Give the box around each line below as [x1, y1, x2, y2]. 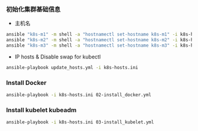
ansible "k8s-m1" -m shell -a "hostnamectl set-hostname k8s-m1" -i [6, 31, 178, 38]
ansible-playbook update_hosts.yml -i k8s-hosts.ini [6, 64, 138, 70]
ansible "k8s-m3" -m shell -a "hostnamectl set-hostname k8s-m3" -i [6, 42, 178, 48]
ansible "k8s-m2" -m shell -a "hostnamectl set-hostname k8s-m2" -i [6, 37, 178, 43]
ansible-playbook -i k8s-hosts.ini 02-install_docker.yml [6, 92, 151, 98]
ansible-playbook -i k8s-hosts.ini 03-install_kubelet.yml [6, 119, 154, 125]
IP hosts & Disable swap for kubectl [14, 53, 101, 60]
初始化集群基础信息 [6, 5, 61, 13]
